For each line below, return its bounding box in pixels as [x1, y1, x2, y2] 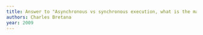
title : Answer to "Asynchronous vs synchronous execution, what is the [6, 8, 190, 15]
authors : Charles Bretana [6, 14, 71, 20]
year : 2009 [6, 20, 34, 26]
